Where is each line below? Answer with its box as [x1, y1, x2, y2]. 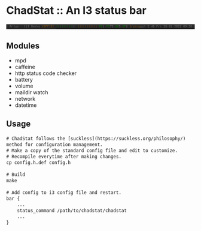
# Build [6, 172, 26, 178]
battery [14, 76, 33, 83]
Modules [6, 41, 40, 51]
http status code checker [14, 70, 77, 77]
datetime [14, 101, 37, 109]
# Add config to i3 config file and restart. [6, 190, 121, 196]
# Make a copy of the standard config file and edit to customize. [6, 148, 178, 154]
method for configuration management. [6, 142, 103, 148]
